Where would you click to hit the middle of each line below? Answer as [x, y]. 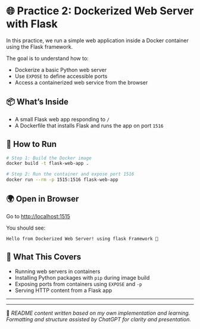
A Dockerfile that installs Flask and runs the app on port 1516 [89, 126]
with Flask [32, 24]
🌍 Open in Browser [43, 199]
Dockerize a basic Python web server [61, 70]
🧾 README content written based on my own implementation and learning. [98, 313]
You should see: [26, 228]
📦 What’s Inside [37, 102]
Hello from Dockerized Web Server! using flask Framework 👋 [82, 239]
